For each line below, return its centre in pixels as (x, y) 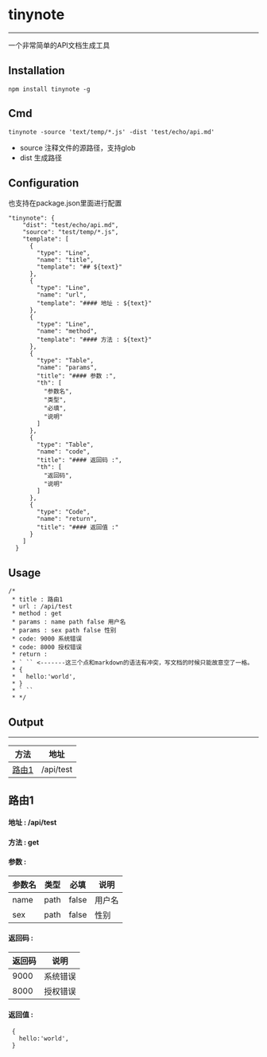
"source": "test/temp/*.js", (71, 233)
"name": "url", (62, 295)
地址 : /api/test (33, 822)
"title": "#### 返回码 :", (79, 460)
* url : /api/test (42, 607)
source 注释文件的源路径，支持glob (77, 147)
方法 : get (24, 842)
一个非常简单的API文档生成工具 (59, 45)
